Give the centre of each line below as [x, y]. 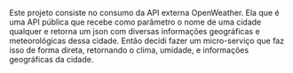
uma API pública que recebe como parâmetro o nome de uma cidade [135, 22]
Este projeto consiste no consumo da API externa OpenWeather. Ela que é [144, 13]
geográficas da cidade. [51, 59]
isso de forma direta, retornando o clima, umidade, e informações [129, 50]
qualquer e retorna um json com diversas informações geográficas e [135, 31]
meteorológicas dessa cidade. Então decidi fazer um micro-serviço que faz [147, 40]
